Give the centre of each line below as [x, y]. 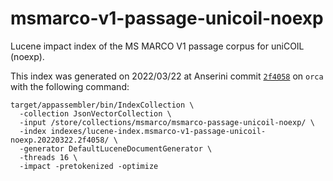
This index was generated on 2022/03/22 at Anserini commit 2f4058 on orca [167, 76]
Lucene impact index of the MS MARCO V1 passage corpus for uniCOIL [157, 46]
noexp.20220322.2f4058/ [60, 140]
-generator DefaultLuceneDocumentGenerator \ [116, 148]
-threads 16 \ [48, 157]
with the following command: [70, 86]
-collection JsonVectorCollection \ [95, 113]
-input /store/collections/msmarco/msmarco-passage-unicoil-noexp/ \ [167, 122]
